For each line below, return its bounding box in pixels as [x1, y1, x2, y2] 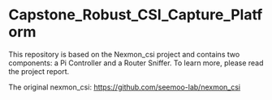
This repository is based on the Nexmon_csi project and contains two [8, 49, 240, 59]
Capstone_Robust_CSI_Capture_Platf [8, 6, 263, 24]
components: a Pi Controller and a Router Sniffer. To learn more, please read [8, 58, 264, 68]
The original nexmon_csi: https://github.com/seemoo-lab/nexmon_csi [8, 82, 241, 92]
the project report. [8, 66, 70, 76]
